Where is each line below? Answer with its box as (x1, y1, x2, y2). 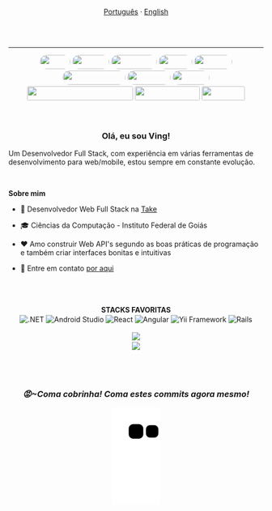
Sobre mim (8, 189, 46, 198)
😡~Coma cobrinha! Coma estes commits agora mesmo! (23, 388, 249, 399)
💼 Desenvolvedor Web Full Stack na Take (19, 204, 158, 214)
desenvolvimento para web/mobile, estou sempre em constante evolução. (8, 157, 256, 167)
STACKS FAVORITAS (100, 305, 172, 315)
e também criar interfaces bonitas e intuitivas (19, 248, 172, 258)
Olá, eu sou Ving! (101, 130, 171, 141)
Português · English (104, 7, 168, 16)
